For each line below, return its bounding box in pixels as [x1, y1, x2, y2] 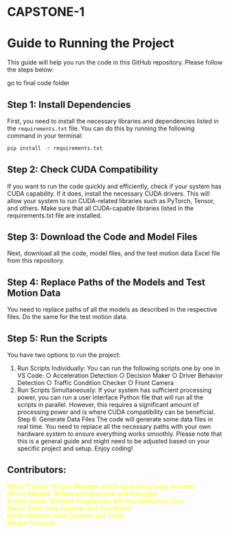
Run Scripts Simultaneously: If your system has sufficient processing [16, 386, 211, 395]
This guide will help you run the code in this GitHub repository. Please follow [7, 58, 223, 67]
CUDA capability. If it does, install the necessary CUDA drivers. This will [7, 189, 210, 198]
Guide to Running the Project [7, 36, 174, 51]
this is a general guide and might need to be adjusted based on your [16, 437, 211, 445]
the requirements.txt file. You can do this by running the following [7, 124, 195, 132]
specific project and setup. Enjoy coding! [16, 444, 133, 453]
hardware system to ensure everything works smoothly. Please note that [16, 430, 222, 438]
